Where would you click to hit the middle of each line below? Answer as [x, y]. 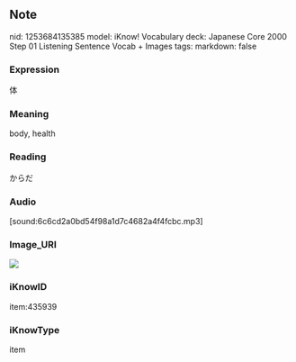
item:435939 [33, 306]
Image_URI [33, 244]
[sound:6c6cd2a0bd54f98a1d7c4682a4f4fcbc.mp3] [107, 221]
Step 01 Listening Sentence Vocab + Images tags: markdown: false [133, 46]
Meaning [29, 114]
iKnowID [28, 287]
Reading [28, 157]
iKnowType [35, 330]
